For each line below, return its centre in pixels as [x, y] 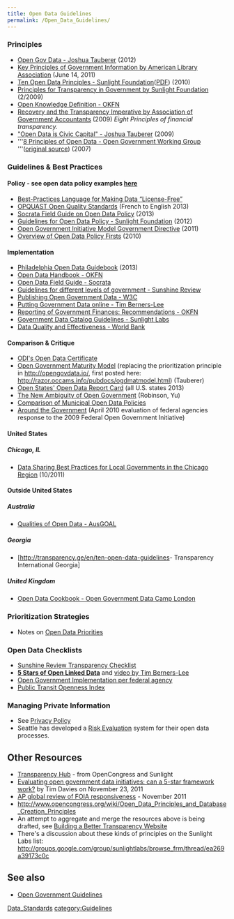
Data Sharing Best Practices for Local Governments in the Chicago [113, 467]
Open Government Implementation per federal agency [95, 680]
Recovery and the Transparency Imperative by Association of [105, 112]
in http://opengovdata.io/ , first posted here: [79, 373]
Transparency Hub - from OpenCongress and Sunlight [95, 775]
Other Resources [45, 757]
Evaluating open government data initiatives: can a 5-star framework [116, 782]
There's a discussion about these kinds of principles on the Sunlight [115, 834]
